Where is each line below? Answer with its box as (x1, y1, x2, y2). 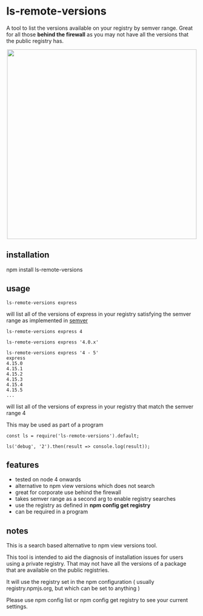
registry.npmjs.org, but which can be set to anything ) (6, 584, 141, 592)
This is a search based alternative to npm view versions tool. (6, 542, 158, 549)
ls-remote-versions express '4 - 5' (6, 350, 99, 356)
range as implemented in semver (6, 317, 88, 324)
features (6, 459, 39, 470)
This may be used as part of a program (6, 421, 104, 428)
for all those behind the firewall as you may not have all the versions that (6, 30, 189, 38)
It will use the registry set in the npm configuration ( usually (6, 578, 155, 586)
